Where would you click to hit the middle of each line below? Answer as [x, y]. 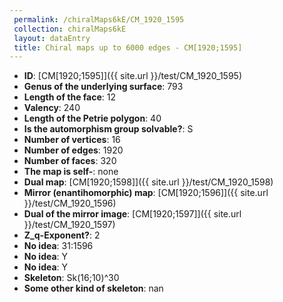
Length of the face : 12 [70, 97]
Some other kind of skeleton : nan [93, 288]
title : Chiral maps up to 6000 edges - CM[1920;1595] [128, 47]
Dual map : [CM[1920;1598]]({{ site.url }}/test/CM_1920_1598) [148, 182]
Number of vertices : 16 [72, 140]
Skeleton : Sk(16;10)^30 [71, 278]
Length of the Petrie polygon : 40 [92, 118]
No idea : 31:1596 [58, 246]
